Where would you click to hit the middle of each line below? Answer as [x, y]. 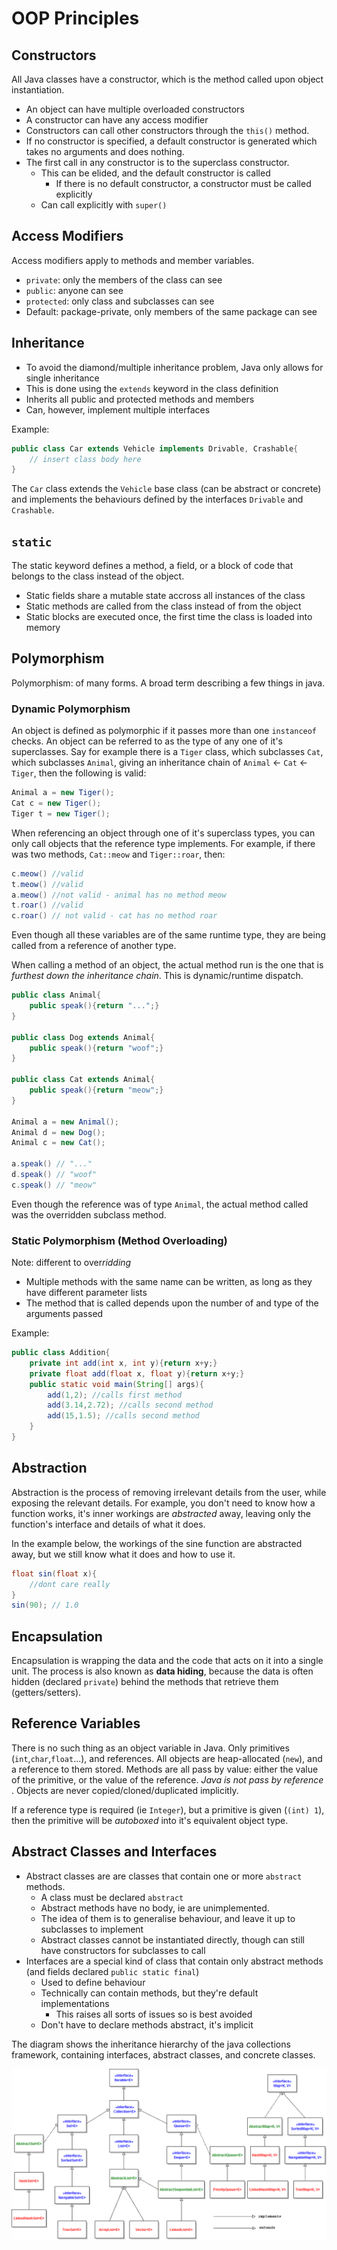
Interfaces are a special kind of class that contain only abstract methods [174, 1961]
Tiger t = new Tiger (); [61, 813]
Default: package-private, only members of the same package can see [171, 311]
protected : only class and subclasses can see [120, 301]
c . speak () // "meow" [54, 1185]
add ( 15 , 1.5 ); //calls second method [123, 1416]
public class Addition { [61, 1353]
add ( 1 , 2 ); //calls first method [115, 1395]
